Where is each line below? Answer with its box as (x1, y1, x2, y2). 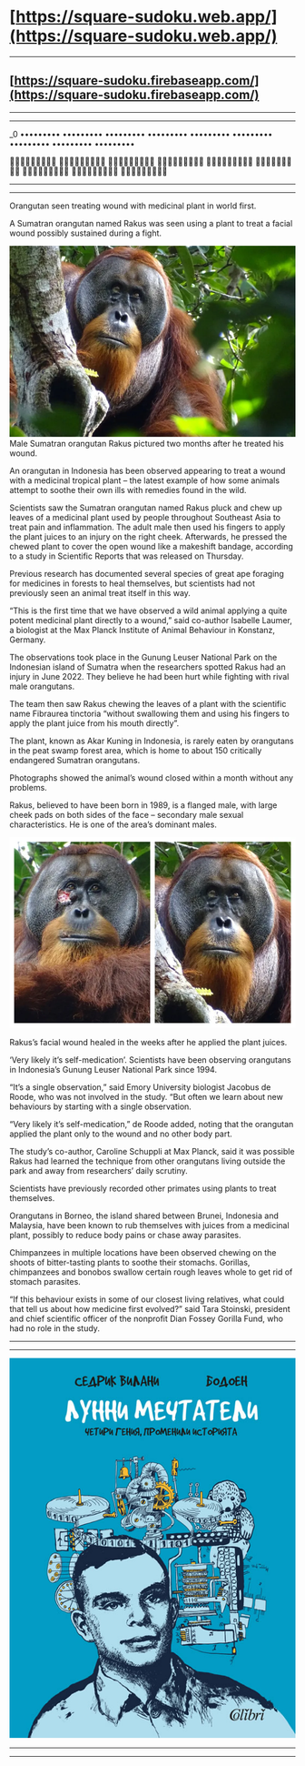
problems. (9, 782, 47, 792)
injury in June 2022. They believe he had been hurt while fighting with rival (9, 671, 290, 681)
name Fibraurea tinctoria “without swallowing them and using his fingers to (9, 708, 290, 719)
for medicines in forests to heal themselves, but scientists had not (9, 578, 256, 589)
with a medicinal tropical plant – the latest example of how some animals (9, 475, 280, 486)
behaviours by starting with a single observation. (9, 1101, 192, 1112)
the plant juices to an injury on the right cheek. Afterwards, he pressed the (9, 530, 288, 542)
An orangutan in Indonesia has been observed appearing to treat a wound (9, 465, 286, 476)
